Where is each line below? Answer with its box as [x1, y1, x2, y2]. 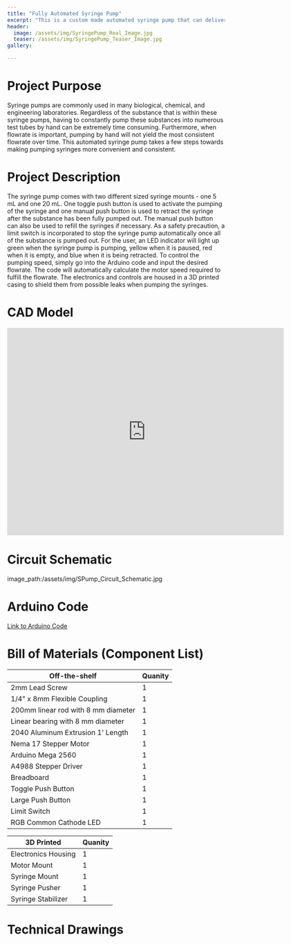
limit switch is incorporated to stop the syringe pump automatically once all [7, 229, 221, 237]
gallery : [7, 42, 32, 49]
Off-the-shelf [49, 671, 97, 681]
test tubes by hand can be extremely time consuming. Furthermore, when [7, 122, 216, 131]
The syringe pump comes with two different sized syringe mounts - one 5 [7, 192, 217, 201]
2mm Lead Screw [10, 683, 68, 692]
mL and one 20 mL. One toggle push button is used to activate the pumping [7, 199, 223, 207]
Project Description [7, 169, 121, 185]
